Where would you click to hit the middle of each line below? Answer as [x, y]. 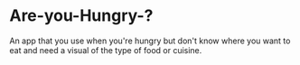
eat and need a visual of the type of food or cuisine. [106, 50]
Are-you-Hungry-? [81, 16]
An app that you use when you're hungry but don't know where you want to [150, 41]
